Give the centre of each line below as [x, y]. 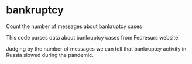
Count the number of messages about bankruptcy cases [74, 26]
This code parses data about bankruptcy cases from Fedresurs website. [93, 37]
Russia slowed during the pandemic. [50, 55]
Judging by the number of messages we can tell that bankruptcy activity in [96, 49]
